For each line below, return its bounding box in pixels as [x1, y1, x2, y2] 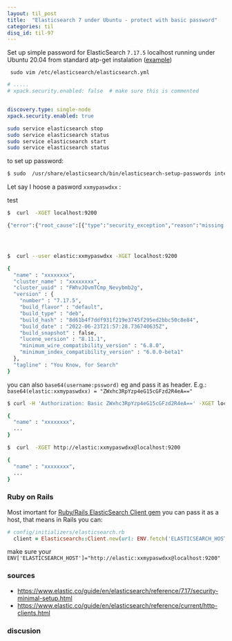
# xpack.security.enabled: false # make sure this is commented [7, 88, 199, 95]
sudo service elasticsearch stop [7, 125, 104, 132]
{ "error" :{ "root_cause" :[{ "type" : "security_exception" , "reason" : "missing [7, 222, 224, 229]
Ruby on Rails [7, 492, 54, 502]
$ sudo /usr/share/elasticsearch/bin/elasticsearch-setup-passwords [7, 170, 212, 177]
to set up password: [7, 157, 64, 165]
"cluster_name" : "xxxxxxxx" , [13, 278, 100, 285]
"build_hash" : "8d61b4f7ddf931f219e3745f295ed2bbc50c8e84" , [19, 316, 199, 324]
